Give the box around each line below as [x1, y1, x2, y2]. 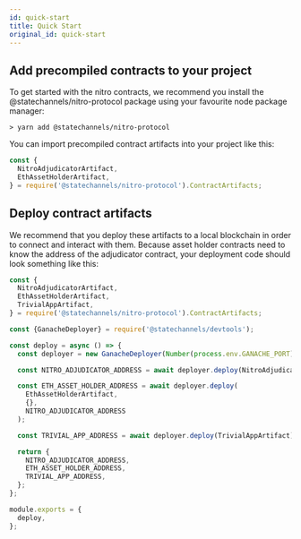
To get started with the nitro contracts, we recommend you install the [9, 87, 264, 98]
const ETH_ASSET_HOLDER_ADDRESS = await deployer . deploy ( [17, 381, 239, 390]
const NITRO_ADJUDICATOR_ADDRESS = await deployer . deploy [17, 365, 239, 374]
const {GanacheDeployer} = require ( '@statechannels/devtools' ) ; [9, 324, 254, 334]
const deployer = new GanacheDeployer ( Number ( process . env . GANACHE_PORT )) [17, 349, 298, 358]
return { [17, 447, 50, 457]
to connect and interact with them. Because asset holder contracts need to [9, 239, 286, 250]
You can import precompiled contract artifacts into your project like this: [9, 139, 275, 150]
